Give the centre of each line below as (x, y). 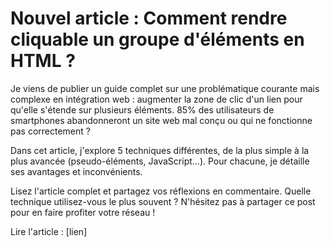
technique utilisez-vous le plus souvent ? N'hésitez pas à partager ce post (163, 201)
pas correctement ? (50, 131)
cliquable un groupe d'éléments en (157, 39)
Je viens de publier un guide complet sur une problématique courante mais (165, 88)
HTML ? (43, 61)
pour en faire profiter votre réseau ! (83, 212)
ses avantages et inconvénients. (76, 171)
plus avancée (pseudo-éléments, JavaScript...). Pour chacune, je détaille (160, 161)
